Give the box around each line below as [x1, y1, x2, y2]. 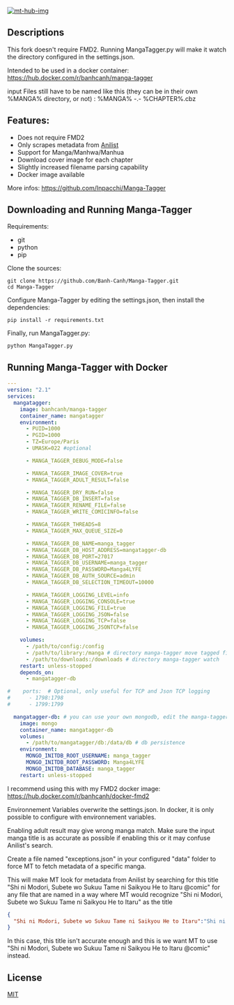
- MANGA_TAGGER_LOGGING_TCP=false [25, 617, 127, 624]
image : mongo [19, 720, 58, 727]
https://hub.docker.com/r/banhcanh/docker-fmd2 [7, 792, 150, 800]
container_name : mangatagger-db [19, 726, 114, 733]
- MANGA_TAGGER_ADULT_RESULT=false [25, 476, 130, 484]
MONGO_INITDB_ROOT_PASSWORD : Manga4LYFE [25, 759, 145, 766]
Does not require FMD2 [17, 133, 85, 141]
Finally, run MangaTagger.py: [7, 329, 91, 337]
